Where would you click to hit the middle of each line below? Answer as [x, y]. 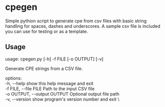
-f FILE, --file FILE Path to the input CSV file [50, 89]
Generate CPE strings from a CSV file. [44, 68]
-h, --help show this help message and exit [49, 83]
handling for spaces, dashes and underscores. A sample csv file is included [83, 26]
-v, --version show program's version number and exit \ [62, 99]
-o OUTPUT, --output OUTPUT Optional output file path [62, 94]
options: [14, 78]
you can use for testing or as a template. [47, 31]
